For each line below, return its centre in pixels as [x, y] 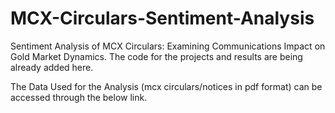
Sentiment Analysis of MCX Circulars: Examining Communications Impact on [168, 46]
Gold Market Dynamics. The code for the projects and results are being [156, 56]
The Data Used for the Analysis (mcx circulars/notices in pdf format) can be [166, 86]
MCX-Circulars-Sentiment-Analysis [162, 18]
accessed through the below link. [79, 97]
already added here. [52, 67]
